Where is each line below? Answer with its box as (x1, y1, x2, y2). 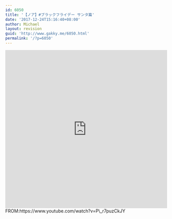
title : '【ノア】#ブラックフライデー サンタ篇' (5, 12, 95, 17)
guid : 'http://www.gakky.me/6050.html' (5, 31, 90, 36)
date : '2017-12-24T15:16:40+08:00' (5, 17, 81, 22)
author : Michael (5, 21, 40, 27)
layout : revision (5, 26, 42, 32)
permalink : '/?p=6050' (5, 36, 53, 41)
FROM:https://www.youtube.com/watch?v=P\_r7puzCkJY (5, 208, 126, 214)
